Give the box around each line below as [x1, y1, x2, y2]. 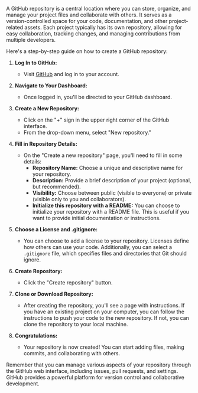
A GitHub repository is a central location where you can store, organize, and [6, 5, 191, 12]
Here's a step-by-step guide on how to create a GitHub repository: [6, 48, 168, 55]
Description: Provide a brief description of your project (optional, [32, 177, 191, 184]
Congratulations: [14, 332, 58, 339]
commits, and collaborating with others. [23, 350, 121, 356]
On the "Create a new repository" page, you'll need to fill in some [23, 152, 183, 159]
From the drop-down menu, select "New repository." [23, 129, 152, 136]
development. [6, 380, 40, 387]
